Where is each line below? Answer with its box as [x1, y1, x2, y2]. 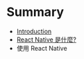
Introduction [16, 27, 52, 35]
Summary [6, 4, 64, 20]
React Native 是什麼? [16, 35, 77, 44]
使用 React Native [16, 44, 67, 52]
